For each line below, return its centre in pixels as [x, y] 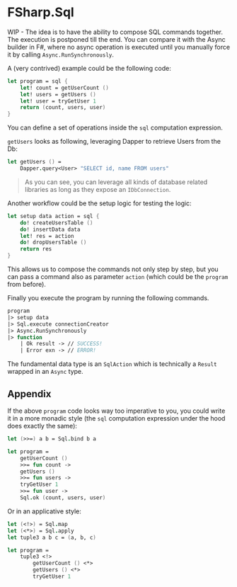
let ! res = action [47, 236]
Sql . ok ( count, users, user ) [63, 498]
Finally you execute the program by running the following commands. [108, 298]
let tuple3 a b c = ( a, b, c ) [52, 537]
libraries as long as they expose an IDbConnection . [98, 189]
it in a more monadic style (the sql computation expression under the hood [116, 418]
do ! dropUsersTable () [53, 243]
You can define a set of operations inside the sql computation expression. [115, 127]
